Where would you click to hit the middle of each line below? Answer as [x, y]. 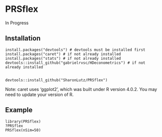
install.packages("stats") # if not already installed [63, 58]
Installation [23, 38]
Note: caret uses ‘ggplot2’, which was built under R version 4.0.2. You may [81, 89]
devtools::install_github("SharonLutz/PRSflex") [56, 80]
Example [19, 110]
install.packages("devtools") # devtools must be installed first [75, 50]
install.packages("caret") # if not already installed [63, 54]
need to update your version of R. [40, 94]
